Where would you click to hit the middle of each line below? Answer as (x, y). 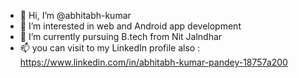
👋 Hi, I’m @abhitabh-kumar (75, 15)
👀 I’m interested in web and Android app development (130, 26)
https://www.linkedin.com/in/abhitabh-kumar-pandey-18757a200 (153, 62)
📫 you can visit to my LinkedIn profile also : (110, 48)
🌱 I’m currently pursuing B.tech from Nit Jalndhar (121, 36)
